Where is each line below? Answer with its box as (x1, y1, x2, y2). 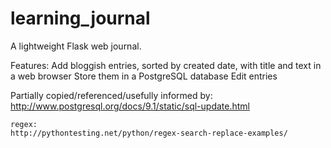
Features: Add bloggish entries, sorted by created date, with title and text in (10, 59, 322, 71)
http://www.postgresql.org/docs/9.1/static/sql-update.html (10, 100, 250, 112)
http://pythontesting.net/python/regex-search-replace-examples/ (10, 128, 288, 138)
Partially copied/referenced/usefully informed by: (10, 89, 213, 101)
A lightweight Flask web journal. (10, 40, 142, 52)
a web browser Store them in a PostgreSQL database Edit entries (10, 70, 278, 82)
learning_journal (10, 7, 151, 30)
